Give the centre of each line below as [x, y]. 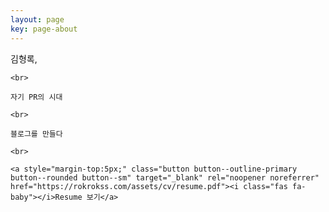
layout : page [37, 19]
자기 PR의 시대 [36, 97]
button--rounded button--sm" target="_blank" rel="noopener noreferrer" [165, 177]
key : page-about [44, 29]
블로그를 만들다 [36, 134]
